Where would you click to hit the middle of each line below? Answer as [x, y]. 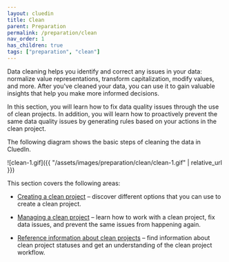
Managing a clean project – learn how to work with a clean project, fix [116, 217]
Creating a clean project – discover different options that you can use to [119, 196]
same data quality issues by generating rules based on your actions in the [112, 121]
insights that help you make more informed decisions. [83, 93]
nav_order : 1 [26, 39]
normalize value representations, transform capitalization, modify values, [111, 78]
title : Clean [26, 20]
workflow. [31, 252]
